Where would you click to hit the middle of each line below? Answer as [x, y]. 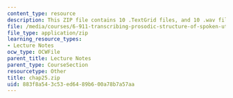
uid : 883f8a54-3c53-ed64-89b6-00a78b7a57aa [71, 84]
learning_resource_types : [44, 39]
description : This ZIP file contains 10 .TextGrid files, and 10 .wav [111, 20]
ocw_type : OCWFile [34, 52]
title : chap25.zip [34, 78]
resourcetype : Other [37, 71]
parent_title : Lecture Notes [49, 59]
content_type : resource [42, 13]
